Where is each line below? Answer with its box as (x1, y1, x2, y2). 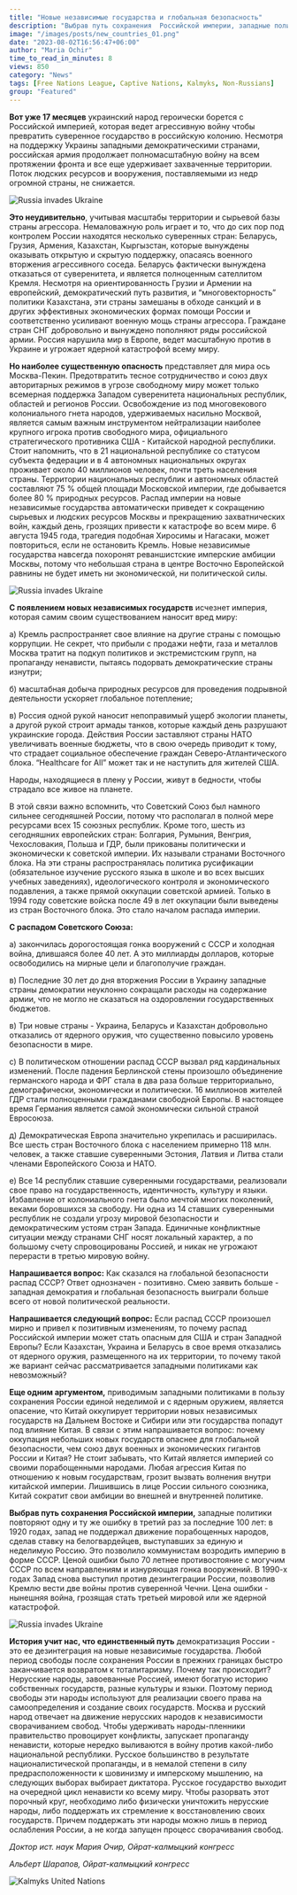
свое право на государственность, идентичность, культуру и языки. (9, 1184, 268, 1195)
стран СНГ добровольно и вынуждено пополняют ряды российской (9, 324, 267, 335)
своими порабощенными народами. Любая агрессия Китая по (9, 1462, 247, 1472)
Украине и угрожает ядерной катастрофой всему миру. (9, 343, 220, 354)
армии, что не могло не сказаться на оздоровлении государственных (9, 993, 274, 1004)
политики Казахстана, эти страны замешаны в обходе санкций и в (9, 296, 262, 307)
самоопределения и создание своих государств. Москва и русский (9, 1702, 266, 1712)
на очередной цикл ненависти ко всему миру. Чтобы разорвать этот (9, 1786, 270, 1797)
